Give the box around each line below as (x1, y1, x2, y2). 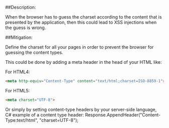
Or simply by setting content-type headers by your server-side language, (5, 106, 157, 112)
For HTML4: (5, 69, 30, 75)
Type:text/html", (5, 117, 39, 123)
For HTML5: (5, 87, 30, 93)
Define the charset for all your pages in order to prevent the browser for (5, 44, 154, 50)
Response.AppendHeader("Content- (84, 111, 161, 117)
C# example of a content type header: (5, 111, 84, 117)
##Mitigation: (5, 35, 33, 40)
